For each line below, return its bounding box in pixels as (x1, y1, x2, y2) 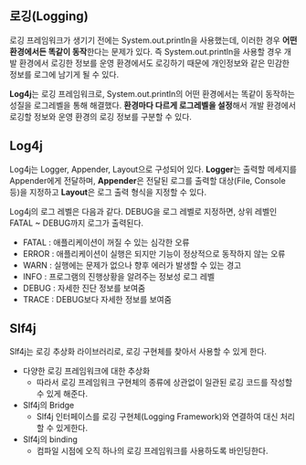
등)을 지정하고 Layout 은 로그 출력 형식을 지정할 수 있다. (9, 186, 207, 197)
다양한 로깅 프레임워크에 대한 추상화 (22, 365, 151, 376)
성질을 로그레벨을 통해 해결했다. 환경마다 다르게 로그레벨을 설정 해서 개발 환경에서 (9, 100, 297, 111)
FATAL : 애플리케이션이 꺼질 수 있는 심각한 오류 (22, 237, 190, 248)
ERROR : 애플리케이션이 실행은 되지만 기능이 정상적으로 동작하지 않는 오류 (22, 248, 286, 259)
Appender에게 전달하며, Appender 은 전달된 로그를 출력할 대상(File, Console (9, 174, 286, 185)
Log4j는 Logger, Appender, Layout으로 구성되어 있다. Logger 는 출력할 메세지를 (9, 164, 297, 174)
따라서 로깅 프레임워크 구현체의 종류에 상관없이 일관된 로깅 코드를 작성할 (36, 377, 293, 388)
